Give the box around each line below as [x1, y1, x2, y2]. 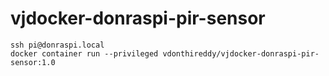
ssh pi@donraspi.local [10, 40, 105, 50]
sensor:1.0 [10, 57, 56, 67]
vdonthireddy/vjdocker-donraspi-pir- [162, 48, 320, 59]
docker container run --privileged [10, 48, 159, 59]
